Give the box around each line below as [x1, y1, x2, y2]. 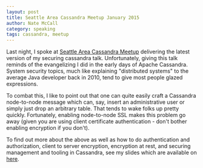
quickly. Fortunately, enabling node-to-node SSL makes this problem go [6, 112, 186, 119]
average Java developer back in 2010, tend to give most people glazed [6, 74, 183, 81]
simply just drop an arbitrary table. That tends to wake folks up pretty [6, 105, 179, 112]
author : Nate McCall [6, 20, 59, 26]
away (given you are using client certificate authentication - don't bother [6, 118, 187, 125]
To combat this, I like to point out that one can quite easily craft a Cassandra [6, 92, 196, 99]
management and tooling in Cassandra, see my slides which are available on [6, 149, 197, 156]
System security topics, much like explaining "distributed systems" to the [6, 67, 189, 75]
